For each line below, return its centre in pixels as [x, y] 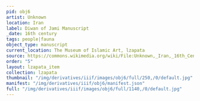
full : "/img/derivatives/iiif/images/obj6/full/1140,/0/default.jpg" [94, 89]
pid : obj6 [18, 12]
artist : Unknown [26, 17]
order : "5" [20, 61]
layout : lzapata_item [33, 67]
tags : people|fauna [30, 39]
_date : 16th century [32, 34]
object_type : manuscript [37, 45]
